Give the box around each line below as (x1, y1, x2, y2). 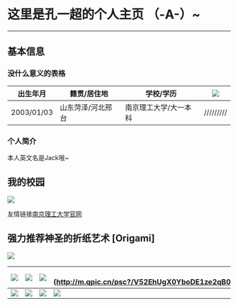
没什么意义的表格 (7, 69, 66, 79)
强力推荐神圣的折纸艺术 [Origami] (7, 232, 155, 244)
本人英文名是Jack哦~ (7, 153, 69, 161)
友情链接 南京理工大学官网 (7, 210, 82, 218)
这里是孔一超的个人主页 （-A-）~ (7, 6, 200, 23)
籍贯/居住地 (69, 89, 108, 98)
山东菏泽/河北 (59, 102, 106, 112)
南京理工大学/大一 (125, 102, 185, 112)
